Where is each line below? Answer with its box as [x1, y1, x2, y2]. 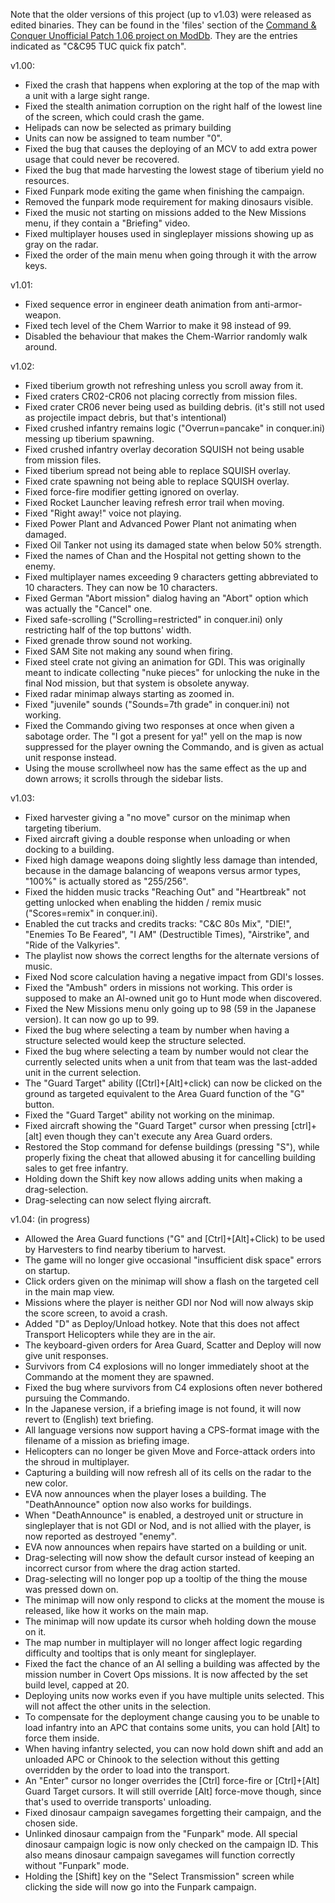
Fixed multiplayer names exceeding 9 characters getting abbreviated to [24, 571, 319, 583]
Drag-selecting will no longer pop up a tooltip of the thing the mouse [24, 1573, 308, 1584]
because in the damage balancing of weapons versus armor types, [24, 865, 301, 876]
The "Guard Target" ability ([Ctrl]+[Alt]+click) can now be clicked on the [24, 1077, 323, 1089]
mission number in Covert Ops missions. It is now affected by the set [24, 1669, 308, 1680]
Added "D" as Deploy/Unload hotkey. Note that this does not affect [24, 1318, 300, 1329]
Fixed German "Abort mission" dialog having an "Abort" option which [24, 592, 309, 604]
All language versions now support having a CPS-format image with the [24, 1424, 320, 1436]
